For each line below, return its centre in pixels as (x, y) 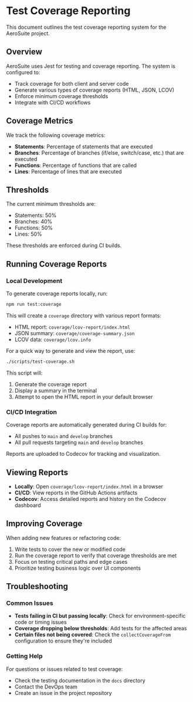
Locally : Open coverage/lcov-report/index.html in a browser (89, 486)
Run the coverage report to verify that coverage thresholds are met (96, 555)
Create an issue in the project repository (63, 693)
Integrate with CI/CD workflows (53, 102)
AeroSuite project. (28, 33)
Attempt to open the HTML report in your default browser (84, 397)
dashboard (28, 505)
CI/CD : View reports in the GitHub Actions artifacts (76, 493)
